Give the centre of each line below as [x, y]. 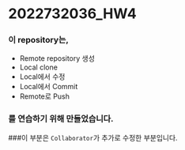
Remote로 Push [44, 96]
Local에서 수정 [42, 77]
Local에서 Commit [49, 87]
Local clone [38, 67]
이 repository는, [39, 40]
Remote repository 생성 [57, 58]
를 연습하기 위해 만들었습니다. [61, 119]
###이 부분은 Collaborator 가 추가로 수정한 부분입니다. [93, 137]
